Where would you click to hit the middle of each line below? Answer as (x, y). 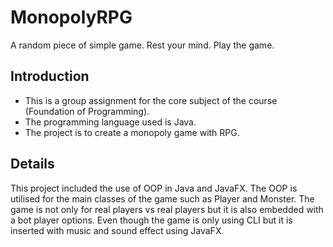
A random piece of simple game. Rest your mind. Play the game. (142, 45)
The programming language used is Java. (110, 122)
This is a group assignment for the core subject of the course (151, 100)
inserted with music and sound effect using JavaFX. (117, 230)
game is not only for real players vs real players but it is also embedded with (167, 209)
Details (32, 164)
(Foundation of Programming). (87, 111)
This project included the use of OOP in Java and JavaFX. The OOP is (154, 188)
